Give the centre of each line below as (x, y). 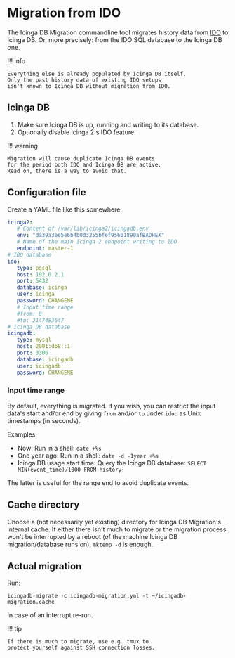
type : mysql (34, 340)
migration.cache (31, 602)
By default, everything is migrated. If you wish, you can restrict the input (112, 406)
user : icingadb (39, 366)
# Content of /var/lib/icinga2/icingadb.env (83, 229)
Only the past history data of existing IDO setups (84, 80)
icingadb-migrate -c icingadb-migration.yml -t (78, 596)
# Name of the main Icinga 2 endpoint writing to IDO (97, 242)
